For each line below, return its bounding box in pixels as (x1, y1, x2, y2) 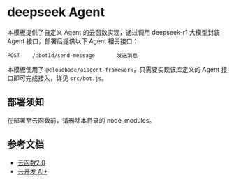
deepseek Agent (7, 4, 105, 20)
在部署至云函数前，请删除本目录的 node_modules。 (7, 116, 156, 124)
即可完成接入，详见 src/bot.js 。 (13, 74, 108, 82)
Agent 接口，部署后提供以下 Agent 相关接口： (7, 36, 139, 45)
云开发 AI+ (17, 167, 48, 175)
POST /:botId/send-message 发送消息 (7, 52, 138, 59)
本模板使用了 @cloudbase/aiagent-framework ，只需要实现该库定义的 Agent (7, 65, 220, 73)
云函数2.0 (17, 158, 45, 167)
